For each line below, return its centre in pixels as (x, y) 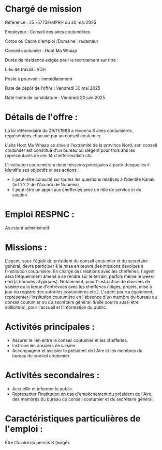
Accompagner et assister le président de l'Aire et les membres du (77, 351)
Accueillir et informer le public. (43, 388)
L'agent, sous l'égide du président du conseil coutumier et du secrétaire (77, 261)
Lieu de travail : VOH (25, 69)
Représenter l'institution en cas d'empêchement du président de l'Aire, (82, 394)
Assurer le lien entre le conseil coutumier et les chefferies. (70, 340)
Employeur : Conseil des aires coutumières (48, 32)
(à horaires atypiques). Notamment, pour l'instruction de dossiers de (82, 281)
